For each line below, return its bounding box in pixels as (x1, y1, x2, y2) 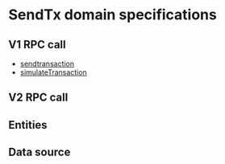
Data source (8, 146, 71, 159)
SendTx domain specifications (8, 6, 218, 24)
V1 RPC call (8, 38, 66, 51)
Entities (8, 118, 48, 132)
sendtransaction (19, 59, 75, 68)
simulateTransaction (19, 68, 87, 77)
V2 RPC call (8, 91, 69, 105)
